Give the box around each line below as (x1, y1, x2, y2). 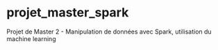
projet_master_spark (6, 5, 129, 21)
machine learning (6, 34, 56, 42)
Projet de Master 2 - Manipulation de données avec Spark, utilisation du (6, 27, 212, 36)
